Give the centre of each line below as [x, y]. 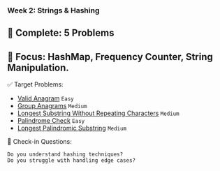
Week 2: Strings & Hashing [53, 10]
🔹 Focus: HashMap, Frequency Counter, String [110, 57]
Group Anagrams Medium [52, 106]
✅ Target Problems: [36, 84]
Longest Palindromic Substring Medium [72, 128]
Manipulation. [38, 67]
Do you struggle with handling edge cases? [72, 161]
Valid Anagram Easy [46, 98]
